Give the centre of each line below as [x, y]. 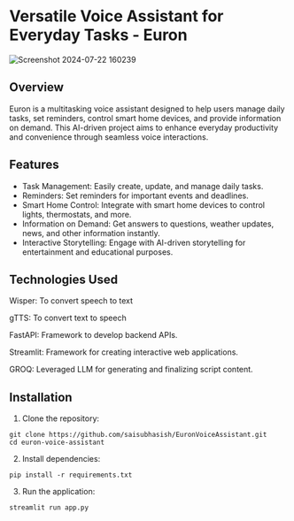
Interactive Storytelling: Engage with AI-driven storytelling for [134, 242]
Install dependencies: [61, 459]
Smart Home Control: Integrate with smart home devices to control [143, 204]
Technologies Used [63, 279]
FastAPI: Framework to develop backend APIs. [93, 335]
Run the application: [58, 492]
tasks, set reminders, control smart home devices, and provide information [145, 118]
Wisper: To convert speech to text [71, 301]
